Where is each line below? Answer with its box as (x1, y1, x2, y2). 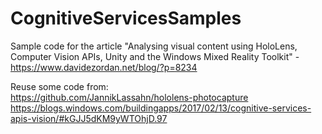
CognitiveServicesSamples (10, 7, 242, 30)
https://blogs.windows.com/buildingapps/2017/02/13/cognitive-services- (10, 102, 312, 114)
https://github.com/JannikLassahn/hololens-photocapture (10, 91, 249, 103)
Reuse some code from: (10, 80, 109, 92)
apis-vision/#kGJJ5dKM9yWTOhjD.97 (10, 112, 168, 124)
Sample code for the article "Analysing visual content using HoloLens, (10, 40, 298, 52)
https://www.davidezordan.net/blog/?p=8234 (10, 61, 198, 73)
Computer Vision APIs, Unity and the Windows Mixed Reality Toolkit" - (10, 50, 300, 62)
